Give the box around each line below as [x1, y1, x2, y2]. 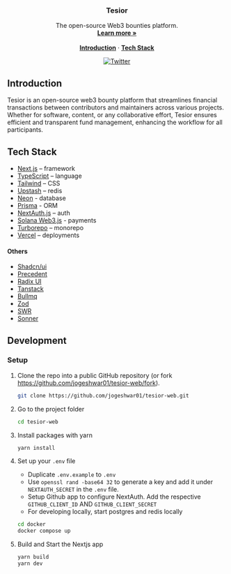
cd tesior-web [17, 418, 58, 425]
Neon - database [17, 194, 66, 202]
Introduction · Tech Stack [79, 44, 154, 52]
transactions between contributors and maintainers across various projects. [7, 103, 225, 112]
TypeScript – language [17, 172, 82, 180]
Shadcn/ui [17, 262, 47, 271]
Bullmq [17, 292, 38, 301]
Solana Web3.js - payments [17, 216, 97, 225]
